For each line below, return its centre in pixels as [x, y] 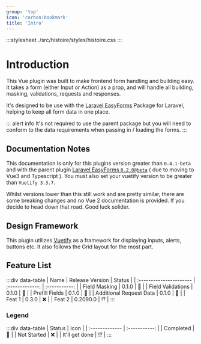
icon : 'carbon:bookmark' [37, 17]
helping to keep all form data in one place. [58, 112]
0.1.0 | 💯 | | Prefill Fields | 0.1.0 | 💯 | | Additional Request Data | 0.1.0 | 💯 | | [96, 293]
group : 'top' [22, 12]
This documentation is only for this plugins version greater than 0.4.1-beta [99, 164]
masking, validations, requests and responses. [64, 94]
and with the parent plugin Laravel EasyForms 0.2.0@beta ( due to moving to [100, 170]
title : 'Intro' [25, 23]
